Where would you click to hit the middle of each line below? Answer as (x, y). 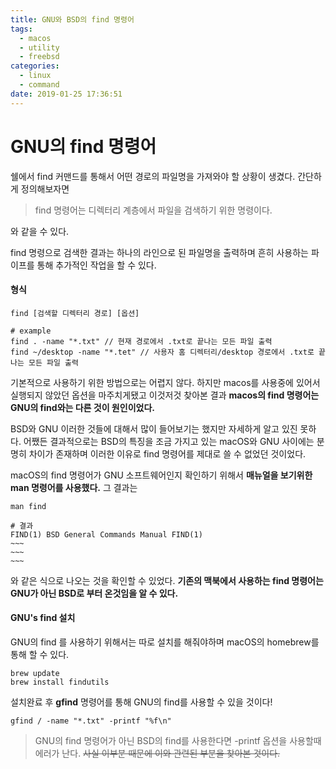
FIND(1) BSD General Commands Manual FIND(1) (106, 534)
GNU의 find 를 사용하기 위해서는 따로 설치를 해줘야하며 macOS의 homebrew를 (165, 642)
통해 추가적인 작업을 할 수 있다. (96, 265)
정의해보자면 (45, 188)
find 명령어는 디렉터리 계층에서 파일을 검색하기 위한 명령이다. (153, 210)
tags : (21, 29)
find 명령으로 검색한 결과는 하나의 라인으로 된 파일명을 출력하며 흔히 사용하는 (159, 252)
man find (28, 506)
